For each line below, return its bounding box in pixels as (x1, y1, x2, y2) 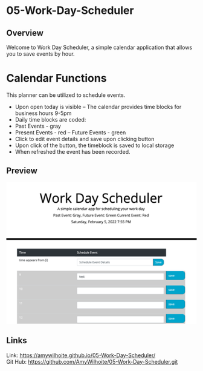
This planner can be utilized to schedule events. (6, 91, 126, 99)
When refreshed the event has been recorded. (14, 148, 131, 155)
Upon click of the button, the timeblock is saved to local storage (14, 142, 175, 149)
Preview (6, 166, 38, 176)
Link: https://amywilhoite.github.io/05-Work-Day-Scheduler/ (6, 352, 156, 359)
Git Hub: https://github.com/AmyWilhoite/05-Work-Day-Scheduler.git (6, 358, 178, 365)
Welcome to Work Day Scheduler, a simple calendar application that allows (6, 44, 193, 51)
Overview (6, 28, 44, 38)
